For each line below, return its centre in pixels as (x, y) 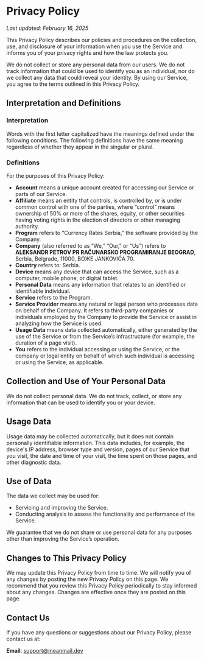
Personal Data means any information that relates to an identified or (100, 284)
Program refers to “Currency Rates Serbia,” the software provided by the (107, 233)
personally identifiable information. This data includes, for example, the (95, 443)
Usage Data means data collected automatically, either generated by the (106, 329)
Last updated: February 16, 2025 (47, 28)
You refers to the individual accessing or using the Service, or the (97, 349)
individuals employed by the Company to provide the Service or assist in (106, 317)
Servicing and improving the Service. (62, 508)
